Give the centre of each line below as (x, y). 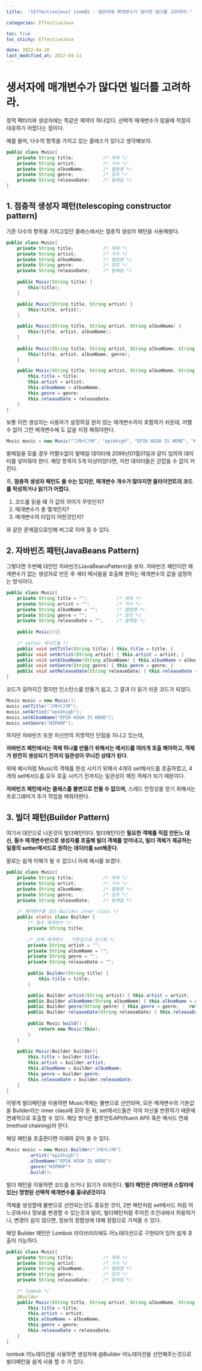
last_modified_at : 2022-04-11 (44, 56)
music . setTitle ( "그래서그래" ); (42, 706)
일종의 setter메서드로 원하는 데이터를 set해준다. (63, 848)
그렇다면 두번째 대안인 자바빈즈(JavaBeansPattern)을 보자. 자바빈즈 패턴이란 (96, 566)
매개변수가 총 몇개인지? (42, 509)
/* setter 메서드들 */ (43, 643)
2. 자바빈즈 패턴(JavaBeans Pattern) (73, 551)
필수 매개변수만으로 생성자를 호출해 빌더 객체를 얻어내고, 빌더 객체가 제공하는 (103, 841)
